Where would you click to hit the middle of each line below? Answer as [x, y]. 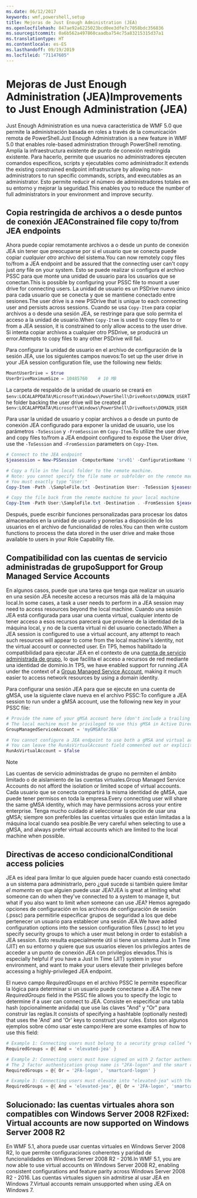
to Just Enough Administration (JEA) [97, 109]
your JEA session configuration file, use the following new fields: [84, 362]
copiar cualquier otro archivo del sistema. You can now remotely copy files [96, 258]
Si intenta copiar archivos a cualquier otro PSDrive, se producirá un [87, 332]
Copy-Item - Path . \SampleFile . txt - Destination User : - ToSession [87, 487]
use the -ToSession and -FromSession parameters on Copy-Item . [82, 444]
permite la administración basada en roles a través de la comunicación [91, 132]
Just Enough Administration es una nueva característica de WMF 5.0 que [94, 125]
